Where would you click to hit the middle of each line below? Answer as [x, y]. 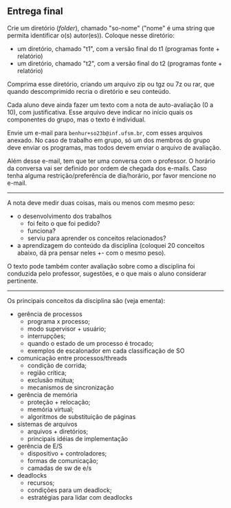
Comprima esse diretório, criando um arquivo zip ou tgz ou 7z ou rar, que [111, 84]
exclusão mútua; [51, 380]
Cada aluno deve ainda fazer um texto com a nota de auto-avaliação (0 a [110, 105]
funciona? [42, 231]
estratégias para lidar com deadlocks [80, 497]
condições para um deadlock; [69, 490]
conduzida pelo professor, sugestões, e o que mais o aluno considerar [107, 273]
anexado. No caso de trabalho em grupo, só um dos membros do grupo [109, 140]
